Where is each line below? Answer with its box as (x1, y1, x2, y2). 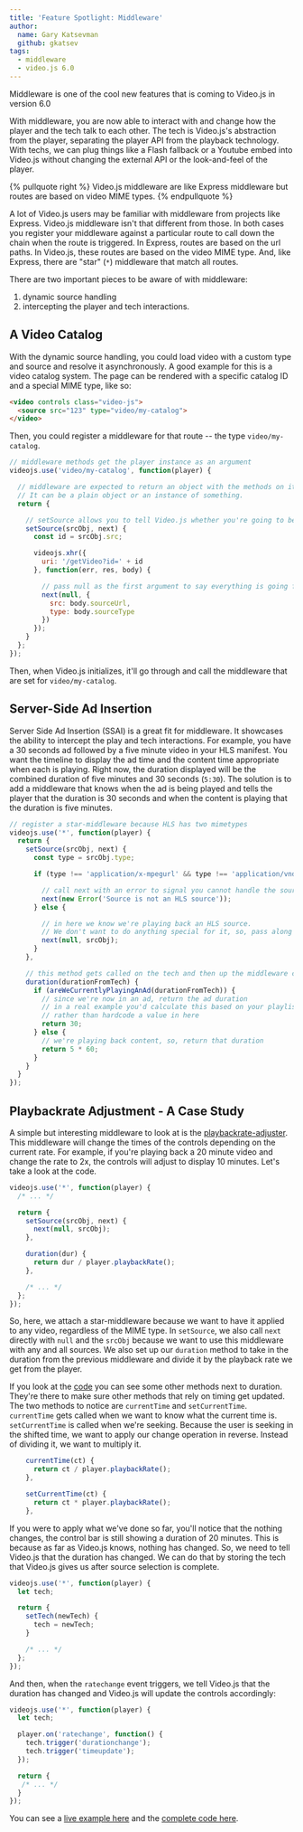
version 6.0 (9, 98, 51, 109)
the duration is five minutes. (9, 802, 113, 813)
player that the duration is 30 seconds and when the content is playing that (9, 792, 289, 803)
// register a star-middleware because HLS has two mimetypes (9, 819, 248, 828)
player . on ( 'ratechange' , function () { (17, 1730, 164, 1739)
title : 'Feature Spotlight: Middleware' (9, 13, 164, 23)
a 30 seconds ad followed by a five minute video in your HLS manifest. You (9, 744, 288, 755)
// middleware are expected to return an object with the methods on (17, 483, 284, 492)
